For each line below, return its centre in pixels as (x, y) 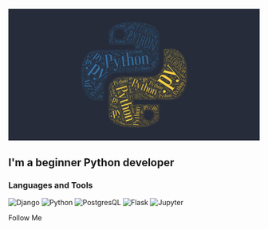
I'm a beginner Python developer (91, 163)
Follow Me (25, 218)
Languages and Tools (51, 185)
